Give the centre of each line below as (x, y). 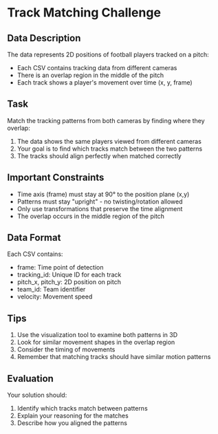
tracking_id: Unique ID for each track (69, 275)
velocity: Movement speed (55, 296)
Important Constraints (56, 178)
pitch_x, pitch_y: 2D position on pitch (69, 282)
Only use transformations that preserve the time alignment (100, 208)
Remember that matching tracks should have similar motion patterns (114, 357)
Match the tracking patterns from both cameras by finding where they (106, 120)
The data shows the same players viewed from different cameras (109, 141)
